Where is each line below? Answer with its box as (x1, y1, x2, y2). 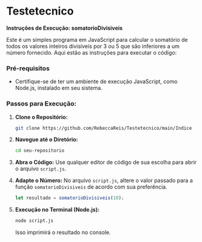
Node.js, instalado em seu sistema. (15, 84, 103, 92)
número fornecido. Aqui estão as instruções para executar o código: (6, 49, 177, 56)
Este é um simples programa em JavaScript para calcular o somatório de (6, 36, 188, 43)
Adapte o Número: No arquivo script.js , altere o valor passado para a (15, 177, 193, 184)
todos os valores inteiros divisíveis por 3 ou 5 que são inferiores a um (6, 42, 180, 50)
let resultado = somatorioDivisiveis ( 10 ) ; (15, 195, 124, 201)
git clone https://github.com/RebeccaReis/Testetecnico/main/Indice (15, 125, 192, 131)
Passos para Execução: (6, 99, 77, 108)
